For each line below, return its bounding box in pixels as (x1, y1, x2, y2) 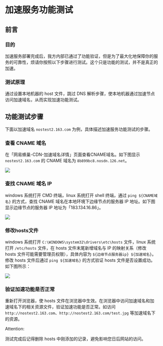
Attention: (5, 326, 25, 332)
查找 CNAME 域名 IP (5, 180, 52, 187)
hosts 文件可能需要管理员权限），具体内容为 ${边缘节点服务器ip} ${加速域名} (5, 251, 152, 257)
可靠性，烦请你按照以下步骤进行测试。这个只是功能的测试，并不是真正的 (13, 59, 158, 65)
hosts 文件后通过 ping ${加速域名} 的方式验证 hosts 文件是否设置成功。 (14, 257, 155, 263)
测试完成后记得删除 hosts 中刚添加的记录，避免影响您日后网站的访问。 (5, 336, 146, 342)
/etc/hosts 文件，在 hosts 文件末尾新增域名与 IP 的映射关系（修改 (14, 245, 147, 251)
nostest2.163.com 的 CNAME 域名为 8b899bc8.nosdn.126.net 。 (5, 158, 130, 164)
